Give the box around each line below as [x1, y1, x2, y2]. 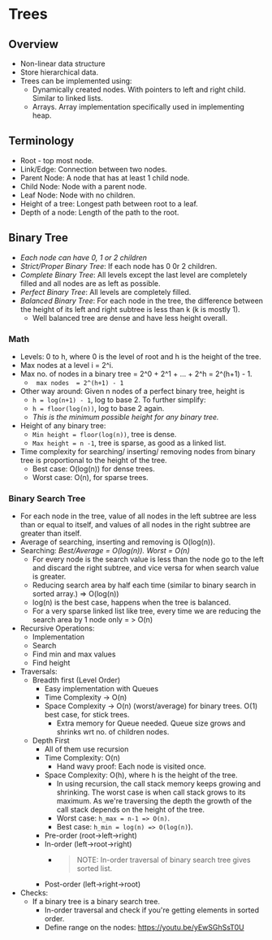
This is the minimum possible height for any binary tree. [32, 412, 219, 422]
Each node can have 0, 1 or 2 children [19, 253, 148, 262]
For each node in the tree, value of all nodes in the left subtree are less [19, 511, 257, 521]
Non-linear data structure [19, 58, 106, 68]
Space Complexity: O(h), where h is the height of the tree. [44, 770, 238, 780]
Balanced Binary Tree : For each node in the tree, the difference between [19, 296, 264, 305]
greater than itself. [19, 529, 82, 539]
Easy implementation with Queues [44, 684, 159, 694]
